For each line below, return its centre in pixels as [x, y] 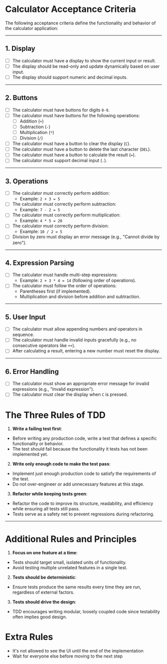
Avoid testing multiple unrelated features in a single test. [70, 568]
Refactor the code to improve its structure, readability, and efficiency [83, 503]
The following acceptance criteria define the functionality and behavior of [81, 23]
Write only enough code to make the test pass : [61, 464]
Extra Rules [29, 637]
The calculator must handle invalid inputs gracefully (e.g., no [74, 340]
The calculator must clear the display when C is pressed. [70, 394]
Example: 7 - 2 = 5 [40, 210]
